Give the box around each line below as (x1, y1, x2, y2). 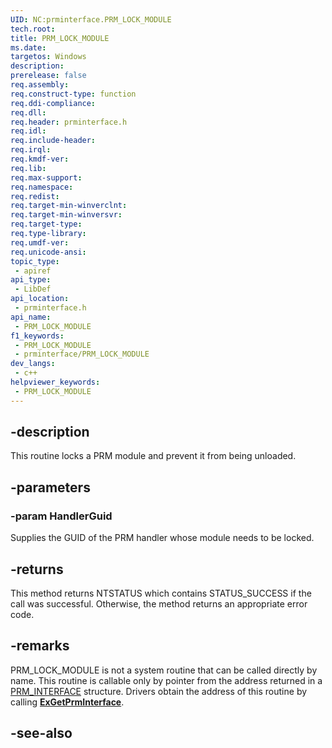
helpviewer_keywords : (10, 377, 101, 387)
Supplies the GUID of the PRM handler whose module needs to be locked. (10, 532, 315, 544)
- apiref (14, 266, 52, 276)
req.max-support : (10, 172, 83, 183)
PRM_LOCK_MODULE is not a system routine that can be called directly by (10, 664, 318, 676)
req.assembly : (10, 80, 70, 90)
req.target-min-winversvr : (10, 210, 123, 220)
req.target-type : (10, 219, 83, 230)
